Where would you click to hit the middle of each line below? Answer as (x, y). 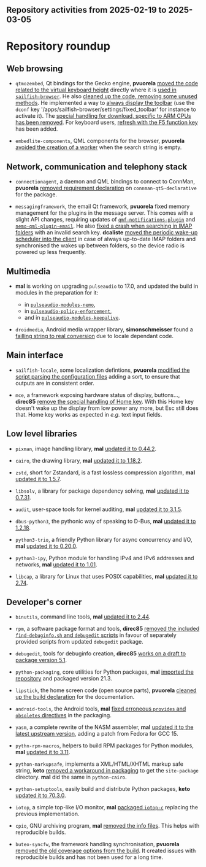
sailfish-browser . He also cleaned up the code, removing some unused (106, 96)
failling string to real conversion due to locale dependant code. (94, 336)
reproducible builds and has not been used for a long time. (89, 857)
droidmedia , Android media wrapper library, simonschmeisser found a (104, 329)
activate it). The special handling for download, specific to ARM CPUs (103, 116)
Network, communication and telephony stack (97, 167)
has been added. (36, 129)
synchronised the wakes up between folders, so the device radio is (100, 245)
